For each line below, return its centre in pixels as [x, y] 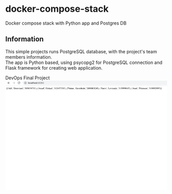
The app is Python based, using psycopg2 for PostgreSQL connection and [84, 62]
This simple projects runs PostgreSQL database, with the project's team [81, 51]
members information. [29, 57]
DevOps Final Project [28, 78]
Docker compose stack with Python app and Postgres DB [66, 23]
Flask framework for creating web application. [54, 68]
